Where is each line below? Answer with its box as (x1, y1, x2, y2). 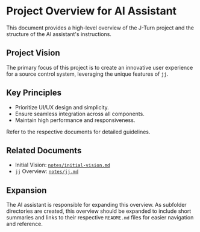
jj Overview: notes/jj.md (14, 168, 79, 175)
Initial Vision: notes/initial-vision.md (14, 161, 110, 169)
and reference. (6, 221, 43, 228)
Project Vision (6, 48, 60, 58)
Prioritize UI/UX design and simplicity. (14, 103, 110, 111)
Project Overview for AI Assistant (6, 4, 177, 18)
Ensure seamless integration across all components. (14, 110, 145, 117)
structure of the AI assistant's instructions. (6, 30, 111, 37)
